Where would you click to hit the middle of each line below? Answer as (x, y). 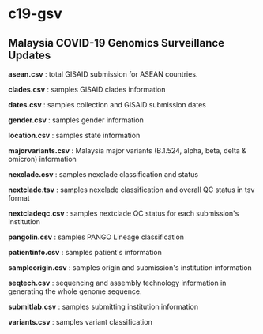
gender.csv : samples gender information (76, 120)
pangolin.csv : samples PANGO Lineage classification (96, 237)
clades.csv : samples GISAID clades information (87, 89)
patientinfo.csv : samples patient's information (85, 252)
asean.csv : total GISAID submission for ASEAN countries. (103, 74)
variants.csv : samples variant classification (80, 322)
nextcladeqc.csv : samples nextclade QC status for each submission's (124, 213)
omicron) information (42, 159)
